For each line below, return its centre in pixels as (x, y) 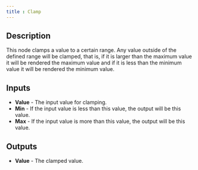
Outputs (22, 146)
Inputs (18, 88)
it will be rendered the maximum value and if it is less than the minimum (94, 63)
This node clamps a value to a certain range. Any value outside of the (92, 50)
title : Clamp (24, 12)
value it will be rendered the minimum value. (61, 69)
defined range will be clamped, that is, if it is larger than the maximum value (99, 57)
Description (28, 36)
